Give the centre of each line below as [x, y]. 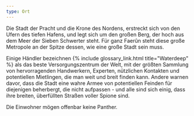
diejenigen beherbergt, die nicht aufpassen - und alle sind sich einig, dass [96, 89]
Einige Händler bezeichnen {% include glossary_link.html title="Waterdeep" [97, 58]
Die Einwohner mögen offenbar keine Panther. [62, 107]
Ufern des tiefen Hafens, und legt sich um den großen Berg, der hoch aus [95, 34]
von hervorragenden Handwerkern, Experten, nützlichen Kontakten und [93, 70]
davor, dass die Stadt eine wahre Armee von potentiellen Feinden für [89, 83]
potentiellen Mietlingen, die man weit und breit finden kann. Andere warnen [97, 77]
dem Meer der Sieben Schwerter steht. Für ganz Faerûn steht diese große [96, 40]
